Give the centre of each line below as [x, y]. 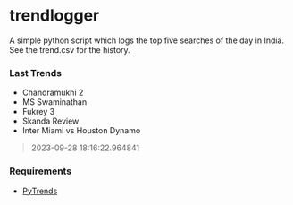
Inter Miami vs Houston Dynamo [81, 131]
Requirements [41, 171]
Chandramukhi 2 [53, 93]
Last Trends [36, 73]
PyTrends [40, 191]
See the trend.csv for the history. [70, 49]
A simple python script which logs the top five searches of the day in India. [146, 40]
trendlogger [54, 16]
